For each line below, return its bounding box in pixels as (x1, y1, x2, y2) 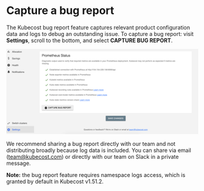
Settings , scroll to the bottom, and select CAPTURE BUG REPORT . (6, 36, 173, 44)
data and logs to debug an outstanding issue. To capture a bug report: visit (6, 30, 194, 37)
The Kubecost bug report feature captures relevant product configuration (6, 24, 191, 31)
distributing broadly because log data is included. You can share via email (6, 147, 192, 154)
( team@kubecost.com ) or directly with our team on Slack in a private (6, 153, 179, 161)
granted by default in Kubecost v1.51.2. (6, 178, 104, 186)
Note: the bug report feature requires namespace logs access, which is (6, 172, 186, 179)
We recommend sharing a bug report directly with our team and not (6, 141, 175, 148)
